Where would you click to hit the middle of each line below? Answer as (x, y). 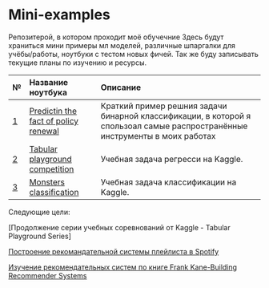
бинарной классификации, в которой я (176, 116)
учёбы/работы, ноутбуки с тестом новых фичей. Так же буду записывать (133, 54)
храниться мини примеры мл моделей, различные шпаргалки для (122, 45)
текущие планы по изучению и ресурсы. (78, 63)
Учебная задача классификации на (169, 182)
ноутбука (48, 92)
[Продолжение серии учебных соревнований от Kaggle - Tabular (119, 227)
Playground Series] (40, 236)
